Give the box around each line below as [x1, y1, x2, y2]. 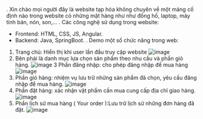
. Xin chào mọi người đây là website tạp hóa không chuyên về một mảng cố [6, 6, 194, 13]
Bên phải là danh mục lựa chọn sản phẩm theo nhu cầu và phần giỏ [15, 55, 184, 62]
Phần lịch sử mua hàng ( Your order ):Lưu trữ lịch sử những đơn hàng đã [15, 100, 195, 107]
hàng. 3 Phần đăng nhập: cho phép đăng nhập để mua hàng [15, 61, 188, 68]
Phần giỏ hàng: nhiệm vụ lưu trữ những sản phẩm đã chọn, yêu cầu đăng [15, 74, 197, 81]
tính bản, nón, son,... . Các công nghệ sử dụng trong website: [6, 19, 159, 25]
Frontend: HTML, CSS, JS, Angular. [15, 30, 103, 37]
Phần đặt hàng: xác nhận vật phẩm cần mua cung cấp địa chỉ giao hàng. [15, 87, 196, 94]
